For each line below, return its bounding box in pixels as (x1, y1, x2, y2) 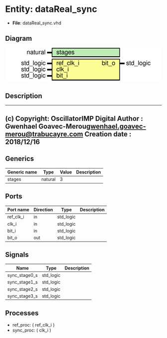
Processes (5, 309, 39, 317)
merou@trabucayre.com (5, 130, 83, 138)
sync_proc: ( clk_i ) (12, 327, 51, 334)
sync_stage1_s (7, 279, 38, 285)
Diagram (5, 34, 32, 43)
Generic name (7, 169, 37, 175)
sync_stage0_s (7, 272, 38, 278)
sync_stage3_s (7, 293, 38, 299)
